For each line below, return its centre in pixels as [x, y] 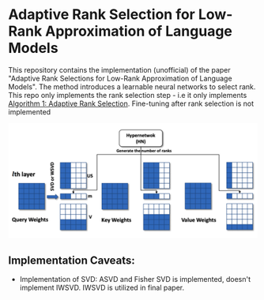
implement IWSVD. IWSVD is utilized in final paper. [102, 288]
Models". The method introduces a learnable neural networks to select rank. [132, 86]
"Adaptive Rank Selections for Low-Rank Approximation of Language [120, 78]
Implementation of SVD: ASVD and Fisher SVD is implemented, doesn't [135, 279]
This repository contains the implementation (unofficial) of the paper [119, 69]
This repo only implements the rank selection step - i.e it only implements [128, 95]
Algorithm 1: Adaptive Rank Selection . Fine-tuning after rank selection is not [131, 103]
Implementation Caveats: [72, 260]
